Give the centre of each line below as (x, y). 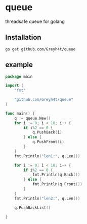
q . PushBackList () (33, 208)
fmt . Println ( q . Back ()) (56, 175)
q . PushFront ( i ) (48, 142)
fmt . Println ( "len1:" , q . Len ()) (47, 156)
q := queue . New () (33, 118)
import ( (14, 86)
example (19, 65)
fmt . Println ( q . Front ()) (57, 184)
